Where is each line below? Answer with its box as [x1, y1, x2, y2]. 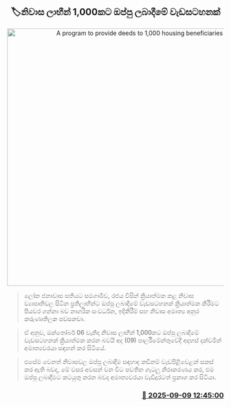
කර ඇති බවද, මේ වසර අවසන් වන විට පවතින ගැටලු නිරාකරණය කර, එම [23, 365, 214, 373]
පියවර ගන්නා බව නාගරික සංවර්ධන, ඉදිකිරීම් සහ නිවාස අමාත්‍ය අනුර [23, 307, 199, 315]
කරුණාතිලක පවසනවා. [23, 314, 85, 323]
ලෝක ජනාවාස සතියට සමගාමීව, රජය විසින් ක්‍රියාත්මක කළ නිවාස [23, 291, 195, 299]
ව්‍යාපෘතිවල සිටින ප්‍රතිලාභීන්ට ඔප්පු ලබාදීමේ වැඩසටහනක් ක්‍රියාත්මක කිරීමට [23, 299, 219, 307]
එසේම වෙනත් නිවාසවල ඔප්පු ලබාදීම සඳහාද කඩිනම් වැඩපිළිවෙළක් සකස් [23, 357, 214, 366]
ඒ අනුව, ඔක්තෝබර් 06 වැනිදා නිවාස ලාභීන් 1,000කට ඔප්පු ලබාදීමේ [23, 328, 199, 336]
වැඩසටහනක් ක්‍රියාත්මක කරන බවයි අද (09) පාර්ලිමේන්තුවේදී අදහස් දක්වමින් [23, 336, 222, 344]
